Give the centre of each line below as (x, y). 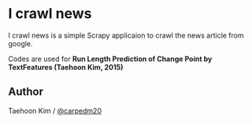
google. (20, 43)
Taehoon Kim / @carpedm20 (55, 110)
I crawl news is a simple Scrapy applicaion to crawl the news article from (126, 35)
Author (26, 92)
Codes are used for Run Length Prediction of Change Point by (110, 59)
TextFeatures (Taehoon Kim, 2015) (66, 67)
